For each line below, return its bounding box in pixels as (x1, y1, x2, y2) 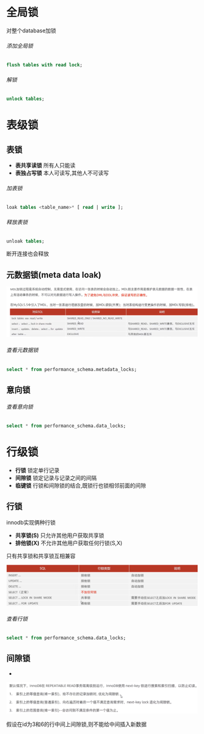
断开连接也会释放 (6, 250, 49, 258)
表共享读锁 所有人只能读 (15, 162, 76, 169)
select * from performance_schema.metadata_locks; (6, 366, 137, 372)
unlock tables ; (6, 96, 45, 102)
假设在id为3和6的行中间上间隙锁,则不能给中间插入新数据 (6, 721, 147, 728)
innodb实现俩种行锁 (6, 518, 56, 526)
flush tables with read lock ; (6, 62, 83, 68)
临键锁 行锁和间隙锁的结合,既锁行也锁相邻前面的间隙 (15, 482, 146, 489)
